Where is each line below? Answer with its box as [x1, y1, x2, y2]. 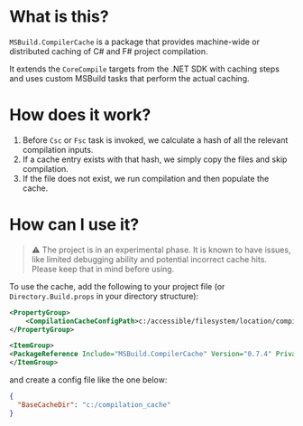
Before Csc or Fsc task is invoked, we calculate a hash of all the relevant [22, 134, 289, 146]
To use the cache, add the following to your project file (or [9, 280, 225, 291]
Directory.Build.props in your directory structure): [9, 290, 199, 301]
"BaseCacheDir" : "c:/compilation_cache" [17, 400, 171, 409]
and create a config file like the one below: [9, 374, 168, 385]
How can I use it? [9, 214, 140, 235]
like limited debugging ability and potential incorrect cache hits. [31, 253, 268, 264]
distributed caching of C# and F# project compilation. [9, 45, 209, 56]
